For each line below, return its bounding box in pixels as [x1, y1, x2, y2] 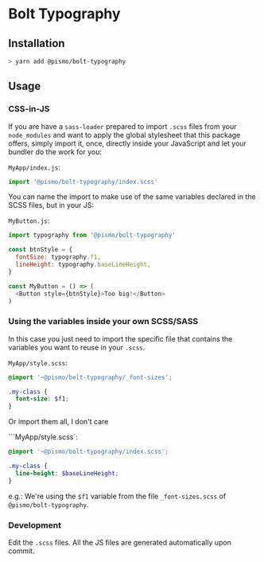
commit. [8, 546, 35, 556]
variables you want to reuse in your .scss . [8, 342, 146, 352]
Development [8, 519, 62, 530]
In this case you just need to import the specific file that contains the [8, 334, 233, 343]
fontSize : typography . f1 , [15, 253, 102, 261]
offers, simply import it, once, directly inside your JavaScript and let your [8, 139, 247, 148]
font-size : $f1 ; [15, 395, 69, 403]
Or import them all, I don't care [8, 417, 109, 427]
